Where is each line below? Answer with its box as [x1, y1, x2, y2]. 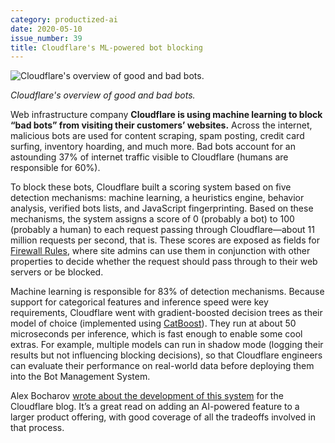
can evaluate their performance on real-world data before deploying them [10, 360, 315, 372]
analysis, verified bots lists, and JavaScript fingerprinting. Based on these [10, 202, 314, 215]
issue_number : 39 [10, 33, 83, 43]
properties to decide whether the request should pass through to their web [10, 256, 318, 268]
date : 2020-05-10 [10, 24, 83, 34]
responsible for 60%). [10, 162, 101, 174]
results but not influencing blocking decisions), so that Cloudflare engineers [10, 349, 323, 361]
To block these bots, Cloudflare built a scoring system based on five [10, 181, 292, 193]
